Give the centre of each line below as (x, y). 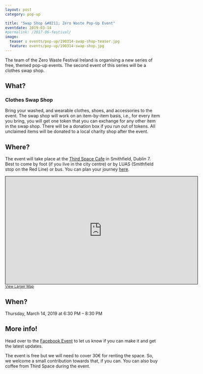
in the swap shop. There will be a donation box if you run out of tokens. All (80, 126)
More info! (21, 329)
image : (12, 37)
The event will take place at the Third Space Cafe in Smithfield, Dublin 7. (78, 159)
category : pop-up (23, 14)
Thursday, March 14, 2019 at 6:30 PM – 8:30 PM (54, 313)
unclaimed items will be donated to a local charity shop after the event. (77, 131)
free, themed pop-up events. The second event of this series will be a (76, 65)
